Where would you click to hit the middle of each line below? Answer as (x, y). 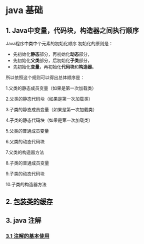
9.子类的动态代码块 (25, 174)
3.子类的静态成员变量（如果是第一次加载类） (51, 109)
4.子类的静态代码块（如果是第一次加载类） (49, 120)
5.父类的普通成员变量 (27, 131)
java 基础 (24, 10)
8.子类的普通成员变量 (27, 163)
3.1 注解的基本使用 (27, 236)
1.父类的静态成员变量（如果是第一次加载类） (51, 88)
